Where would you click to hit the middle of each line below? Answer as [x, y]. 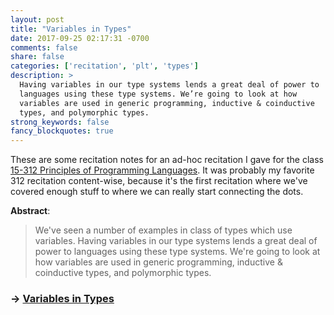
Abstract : [30, 211]
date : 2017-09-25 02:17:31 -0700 [80, 38]
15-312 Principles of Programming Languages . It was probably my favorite [162, 170]
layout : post [37, 19]
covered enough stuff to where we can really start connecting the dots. [157, 192]
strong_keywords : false [60, 122]
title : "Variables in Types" [71, 29]
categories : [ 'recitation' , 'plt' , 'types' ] [104, 66]
